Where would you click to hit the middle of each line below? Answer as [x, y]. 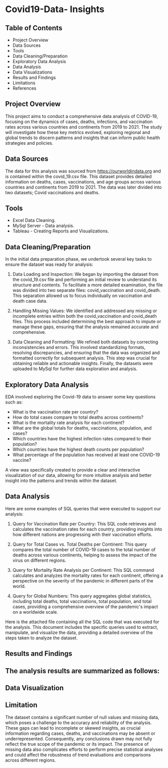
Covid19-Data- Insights [55, 9]
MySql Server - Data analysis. [43, 226]
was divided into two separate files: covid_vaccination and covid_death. [87, 290]
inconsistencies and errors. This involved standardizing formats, [79, 347]
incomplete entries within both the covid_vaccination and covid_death [85, 316]
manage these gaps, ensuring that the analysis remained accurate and [86, 327]
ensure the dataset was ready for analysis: [49, 264]
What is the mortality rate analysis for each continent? [68, 423]
